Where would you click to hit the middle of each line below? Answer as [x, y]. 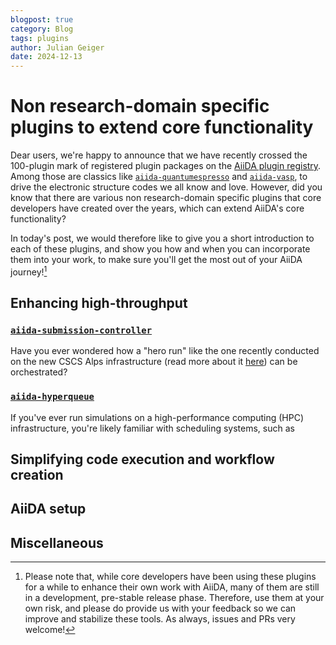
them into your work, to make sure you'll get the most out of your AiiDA [156, 260]
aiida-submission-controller [81, 330]
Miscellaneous [57, 542]
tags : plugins [40, 38]
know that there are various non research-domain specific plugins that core [166, 198]
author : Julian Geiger [57, 47]
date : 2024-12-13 [46, 57]
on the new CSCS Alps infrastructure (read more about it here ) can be [154, 362]
